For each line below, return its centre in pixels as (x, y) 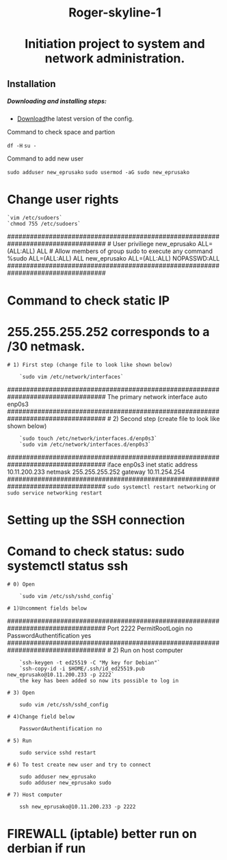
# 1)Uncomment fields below (47, 608)
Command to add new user (45, 158)
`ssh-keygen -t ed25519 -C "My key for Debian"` (90, 662)
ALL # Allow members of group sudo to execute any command (125, 251)
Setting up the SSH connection (96, 520)
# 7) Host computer (35, 795)
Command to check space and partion (61, 132)
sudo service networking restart (55, 493)
